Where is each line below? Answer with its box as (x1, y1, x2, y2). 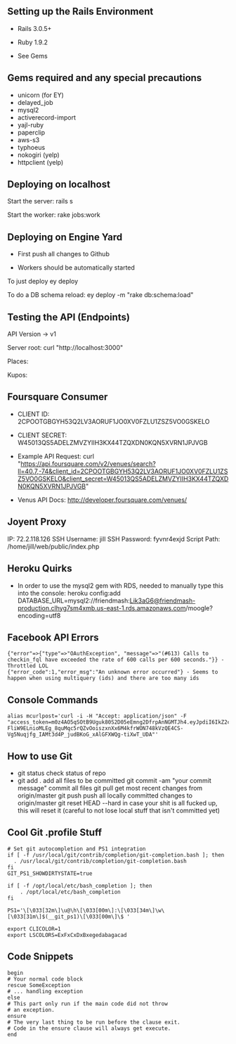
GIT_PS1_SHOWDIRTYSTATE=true (7, 869, 93, 877)
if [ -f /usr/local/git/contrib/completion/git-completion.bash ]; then (7, 851, 225, 858)
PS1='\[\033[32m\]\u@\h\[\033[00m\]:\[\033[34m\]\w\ (7, 907, 165, 914)
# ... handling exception (7, 988, 83, 995)
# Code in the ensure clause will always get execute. (7, 1024, 171, 1032)
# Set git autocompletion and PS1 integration (7, 845, 146, 853)
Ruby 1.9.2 (17, 38, 48, 46)
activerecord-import (17, 113, 76, 122)
